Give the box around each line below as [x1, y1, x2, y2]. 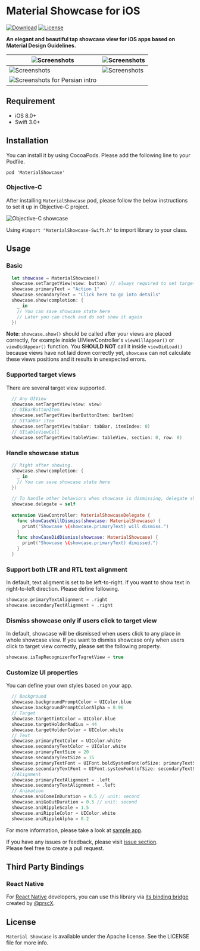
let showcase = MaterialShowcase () [11, 275, 100, 281]
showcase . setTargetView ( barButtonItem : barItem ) [11, 412, 135, 419]
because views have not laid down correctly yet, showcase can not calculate [6, 349, 192, 357]
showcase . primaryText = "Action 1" [11, 286, 100, 292]
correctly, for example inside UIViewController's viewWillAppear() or [6, 336, 174, 344]
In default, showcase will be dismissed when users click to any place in [6, 630, 181, 637]
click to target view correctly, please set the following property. [6, 643, 161, 650]
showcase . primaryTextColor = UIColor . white [11, 738, 121, 744]
